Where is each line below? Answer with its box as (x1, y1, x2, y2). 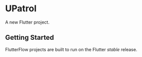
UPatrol (5, 3, 37, 14)
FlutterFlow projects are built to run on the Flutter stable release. (5, 46, 138, 52)
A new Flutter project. (5, 19, 50, 25)
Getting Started (5, 33, 54, 42)
